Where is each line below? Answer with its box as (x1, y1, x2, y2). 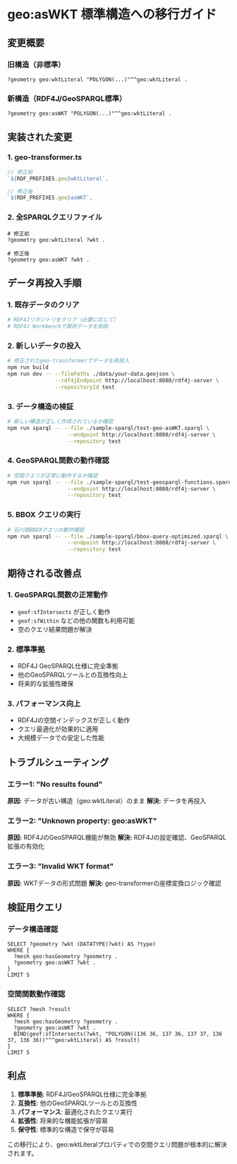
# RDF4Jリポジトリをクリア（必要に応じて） (7, 317, 119, 324)
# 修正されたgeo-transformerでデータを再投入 (7, 357, 130, 364)
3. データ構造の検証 (7, 401, 74, 411)
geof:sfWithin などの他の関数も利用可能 (17, 616, 135, 625)
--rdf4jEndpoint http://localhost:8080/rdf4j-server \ (54, 377, 219, 384)
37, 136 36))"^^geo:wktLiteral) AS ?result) (7, 1036, 140, 1043)
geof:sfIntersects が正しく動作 (17, 607, 111, 615)
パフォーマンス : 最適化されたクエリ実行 (17, 1108, 133, 1116)
